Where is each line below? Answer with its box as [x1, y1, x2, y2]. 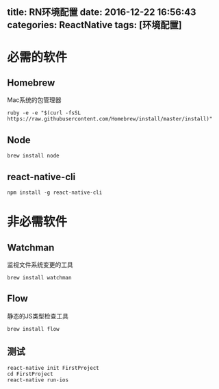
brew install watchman [7, 275, 72, 281]
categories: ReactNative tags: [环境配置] [7, 19, 183, 31]
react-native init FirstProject [7, 364, 99, 371]
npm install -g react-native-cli [7, 189, 103, 197]
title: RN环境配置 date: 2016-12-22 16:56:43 [7, 6, 196, 18]
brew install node [7, 153, 60, 160]
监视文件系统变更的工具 [7, 261, 73, 269]
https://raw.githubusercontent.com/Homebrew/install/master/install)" [7, 116, 213, 123]
